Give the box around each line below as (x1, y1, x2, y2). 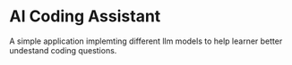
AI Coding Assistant (9, 6, 161, 27)
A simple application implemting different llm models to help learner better (9, 36, 283, 46)
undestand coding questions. (9, 45, 117, 55)
